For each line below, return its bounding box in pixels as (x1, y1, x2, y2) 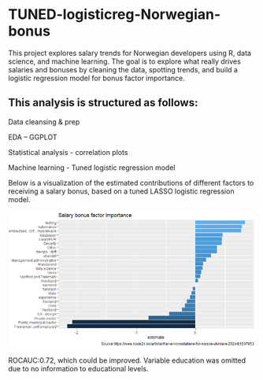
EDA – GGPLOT (8, 132, 57, 142)
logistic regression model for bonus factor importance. (8, 73, 185, 83)
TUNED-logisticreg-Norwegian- (8, 6, 221, 24)
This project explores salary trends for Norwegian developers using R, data (8, 48, 252, 57)
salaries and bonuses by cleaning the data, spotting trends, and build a (8, 65, 239, 74)
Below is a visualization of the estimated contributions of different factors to (8, 178, 254, 187)
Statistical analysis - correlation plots (8, 147, 128, 157)
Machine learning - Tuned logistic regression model (8, 163, 176, 172)
